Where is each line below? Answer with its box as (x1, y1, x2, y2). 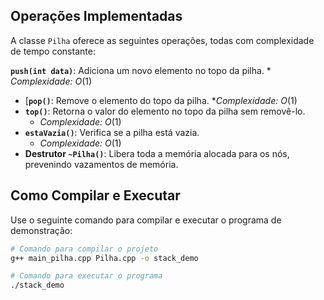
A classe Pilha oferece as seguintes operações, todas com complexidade (10, 34, 315, 46)
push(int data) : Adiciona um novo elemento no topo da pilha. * (10, 64, 272, 76)
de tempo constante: (10, 45, 96, 57)
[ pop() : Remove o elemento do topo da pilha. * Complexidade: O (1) (24, 94, 298, 106)
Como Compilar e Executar (10, 187, 181, 204)
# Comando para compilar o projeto (10, 244, 159, 254)
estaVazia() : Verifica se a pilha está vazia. (24, 126, 200, 138)
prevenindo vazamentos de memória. (24, 158, 179, 170)
